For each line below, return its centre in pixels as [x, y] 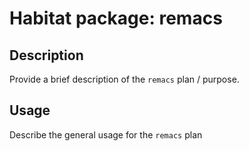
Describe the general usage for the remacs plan [106, 134]
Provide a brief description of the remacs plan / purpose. [124, 79]
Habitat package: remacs [116, 18]
